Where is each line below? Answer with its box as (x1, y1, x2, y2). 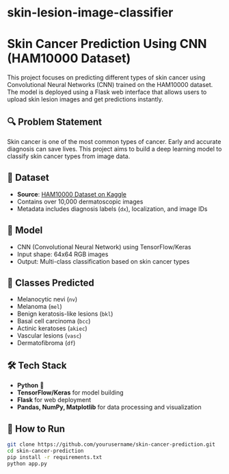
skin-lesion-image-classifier (7, 5, 174, 21)
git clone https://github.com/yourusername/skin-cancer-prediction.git (7, 441, 215, 448)
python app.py (7, 460, 48, 467)
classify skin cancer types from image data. (7, 152, 131, 160)
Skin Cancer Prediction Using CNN (7, 36, 207, 52)
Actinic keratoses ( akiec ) (16, 324, 87, 333)
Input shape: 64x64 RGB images (16, 250, 109, 258)
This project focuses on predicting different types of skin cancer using (7, 73, 206, 82)
